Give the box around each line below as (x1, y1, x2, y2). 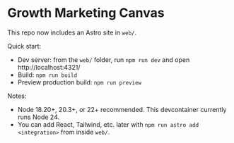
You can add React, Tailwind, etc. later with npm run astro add (17, 120, 199, 128)
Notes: (7, 92, 27, 100)
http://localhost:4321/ (17, 63, 81, 71)
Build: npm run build (17, 70, 78, 79)
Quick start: (7, 42, 41, 50)
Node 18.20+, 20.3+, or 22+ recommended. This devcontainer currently (17, 105, 227, 113)
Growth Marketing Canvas (7, 5, 165, 21)
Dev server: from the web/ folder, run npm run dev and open (17, 55, 190, 64)
